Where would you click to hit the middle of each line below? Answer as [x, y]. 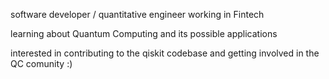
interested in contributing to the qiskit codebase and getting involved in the [165, 53]
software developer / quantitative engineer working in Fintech [137, 14]
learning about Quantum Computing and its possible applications [144, 33]
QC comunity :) [41, 63]
